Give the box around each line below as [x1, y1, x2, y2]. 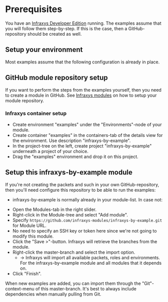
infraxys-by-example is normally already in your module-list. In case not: [12, 196, 163, 202]
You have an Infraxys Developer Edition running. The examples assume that [5, 20, 161, 26]
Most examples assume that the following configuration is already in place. [5, 59, 160, 65]
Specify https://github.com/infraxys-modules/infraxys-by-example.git [12, 217, 162, 223]
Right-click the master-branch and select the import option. [12, 249, 135, 255]
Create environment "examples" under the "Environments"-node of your [12, 121, 162, 127]
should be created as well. [27, 31, 82, 37]
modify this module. [12, 233, 54, 239]
